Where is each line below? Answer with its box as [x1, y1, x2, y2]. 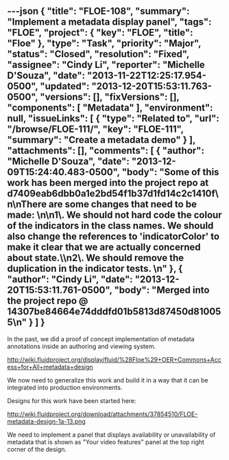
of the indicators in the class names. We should [7, 220, 214, 232]
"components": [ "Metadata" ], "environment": [7, 102, 214, 114]
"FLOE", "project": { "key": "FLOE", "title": [7, 27, 193, 38]
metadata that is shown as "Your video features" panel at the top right [7, 437, 204, 446]
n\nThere [7, 198, 47, 210]
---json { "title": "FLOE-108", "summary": [7, 5, 190, 17]
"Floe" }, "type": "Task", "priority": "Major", [7, 38, 202, 49]
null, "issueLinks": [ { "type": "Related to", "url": [7, 113, 219, 124]
